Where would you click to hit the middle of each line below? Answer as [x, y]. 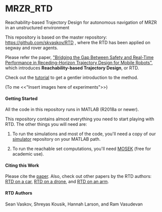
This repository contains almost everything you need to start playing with [80, 119]
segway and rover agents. [32, 48]
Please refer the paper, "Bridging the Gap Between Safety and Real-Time [80, 57]
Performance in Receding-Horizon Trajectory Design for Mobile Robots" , [79, 62]
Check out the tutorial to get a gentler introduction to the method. [72, 77]
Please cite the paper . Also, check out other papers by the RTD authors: [79, 176]
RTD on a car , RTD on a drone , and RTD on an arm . [57, 182]
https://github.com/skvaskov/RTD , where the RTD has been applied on [78, 42]
